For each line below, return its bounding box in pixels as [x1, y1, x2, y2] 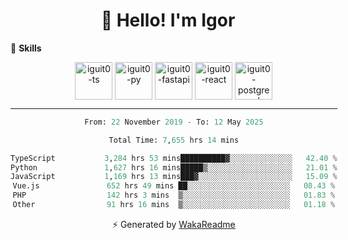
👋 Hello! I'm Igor [100, 9, 236, 32]
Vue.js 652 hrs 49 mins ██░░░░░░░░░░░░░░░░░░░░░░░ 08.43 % [12, 181, 336, 191]
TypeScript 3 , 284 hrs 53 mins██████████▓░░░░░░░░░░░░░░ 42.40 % [10, 153, 338, 163]
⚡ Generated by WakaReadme [111, 218, 236, 230]
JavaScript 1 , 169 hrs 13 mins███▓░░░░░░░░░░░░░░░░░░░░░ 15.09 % [10, 172, 338, 182]
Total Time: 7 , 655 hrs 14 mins [108, 135, 240, 145]
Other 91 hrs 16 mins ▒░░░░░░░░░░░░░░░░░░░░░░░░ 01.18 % [12, 200, 336, 210]
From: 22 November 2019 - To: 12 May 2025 [84, 117, 264, 127]
